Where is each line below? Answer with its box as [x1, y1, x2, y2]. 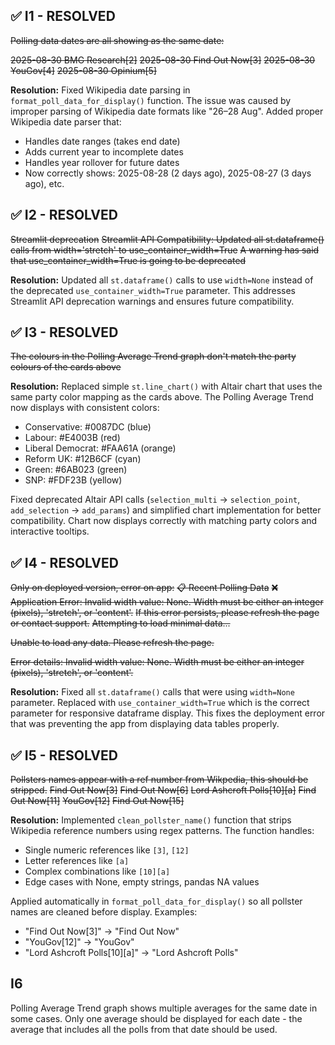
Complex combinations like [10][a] [24, 865, 171, 878]
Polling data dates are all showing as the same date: [10, 34, 225, 46]
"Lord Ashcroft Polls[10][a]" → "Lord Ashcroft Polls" [24, 947, 239, 959]
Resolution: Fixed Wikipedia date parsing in [10, 84, 191, 96]
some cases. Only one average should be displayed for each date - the [10, 1012, 303, 1024]
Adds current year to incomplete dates [24, 145, 184, 158]
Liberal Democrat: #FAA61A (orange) [24, 442, 177, 454]
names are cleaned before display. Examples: [10, 906, 198, 918]
